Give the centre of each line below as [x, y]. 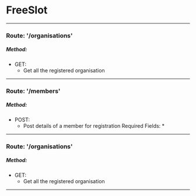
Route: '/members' [33, 91]
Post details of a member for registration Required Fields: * [94, 125]
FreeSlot [27, 10]
